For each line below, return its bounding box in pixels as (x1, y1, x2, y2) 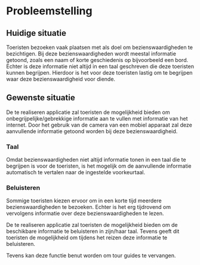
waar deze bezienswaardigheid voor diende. (6, 76, 115, 82)
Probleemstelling (6, 4, 93, 18)
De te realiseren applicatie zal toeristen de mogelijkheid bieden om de (6, 221, 178, 229)
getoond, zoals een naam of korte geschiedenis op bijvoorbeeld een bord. (6, 57, 189, 63)
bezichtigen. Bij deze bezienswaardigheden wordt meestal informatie (6, 50, 176, 57)
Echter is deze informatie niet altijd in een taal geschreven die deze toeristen (6, 63, 194, 70)
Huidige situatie (6, 28, 67, 38)
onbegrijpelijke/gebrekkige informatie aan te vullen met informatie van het (6, 115, 188, 122)
